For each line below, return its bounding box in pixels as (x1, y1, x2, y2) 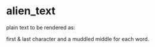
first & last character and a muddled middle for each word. (6, 35, 150, 42)
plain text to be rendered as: (6, 24, 76, 31)
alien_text (6, 4, 55, 18)
